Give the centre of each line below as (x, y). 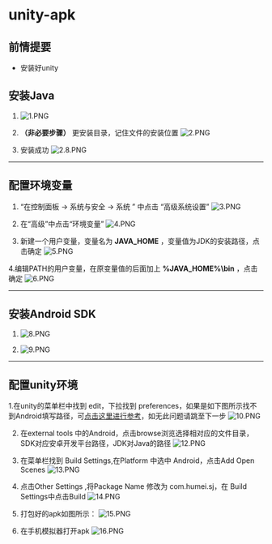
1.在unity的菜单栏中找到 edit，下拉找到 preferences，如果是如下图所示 (125, 406)
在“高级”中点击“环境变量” (62, 224)
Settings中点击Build (53, 497)
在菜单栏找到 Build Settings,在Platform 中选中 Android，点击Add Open (137, 460)
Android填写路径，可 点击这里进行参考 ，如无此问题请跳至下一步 (121, 416)
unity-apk (42, 15)
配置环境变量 (40, 185)
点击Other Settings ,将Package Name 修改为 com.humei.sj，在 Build (133, 486)
